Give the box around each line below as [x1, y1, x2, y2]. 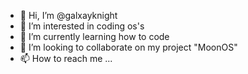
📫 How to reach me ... [19, 53, 113, 64]
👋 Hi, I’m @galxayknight [19, 10, 118, 21]
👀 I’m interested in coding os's [19, 20, 145, 32]
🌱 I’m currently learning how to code [19, 31, 170, 42]
